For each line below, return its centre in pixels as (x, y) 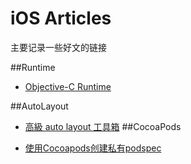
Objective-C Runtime (68, 86)
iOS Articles (61, 18)
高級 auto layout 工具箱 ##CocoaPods (103, 126)
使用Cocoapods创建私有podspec (93, 148)
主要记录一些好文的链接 (58, 47)
